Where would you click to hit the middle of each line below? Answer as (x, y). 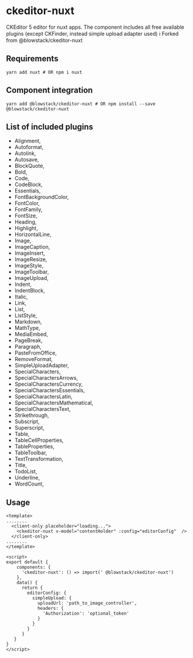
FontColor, (27, 203)
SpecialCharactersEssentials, (50, 390)
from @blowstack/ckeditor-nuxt (44, 40)
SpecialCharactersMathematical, (54, 403)
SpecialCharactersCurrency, (49, 384)
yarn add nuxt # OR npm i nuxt (44, 72)
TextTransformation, (39, 459)
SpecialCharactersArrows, (46, 378)
